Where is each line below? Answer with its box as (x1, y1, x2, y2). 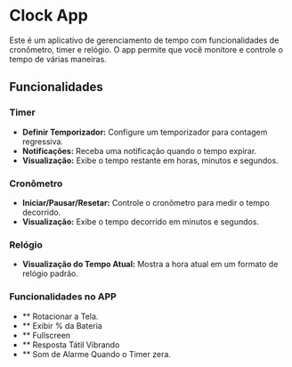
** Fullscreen (21, 330, 71, 340)
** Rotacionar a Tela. (21, 311, 99, 322)
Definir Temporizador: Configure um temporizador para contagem (21, 126, 268, 137)
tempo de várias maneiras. (9, 53, 107, 64)
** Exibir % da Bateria (21, 320, 102, 330)
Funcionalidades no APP (9, 290, 118, 303)
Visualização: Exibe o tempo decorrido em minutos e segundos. (21, 216, 260, 227)
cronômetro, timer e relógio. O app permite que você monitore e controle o (9, 44, 283, 54)
